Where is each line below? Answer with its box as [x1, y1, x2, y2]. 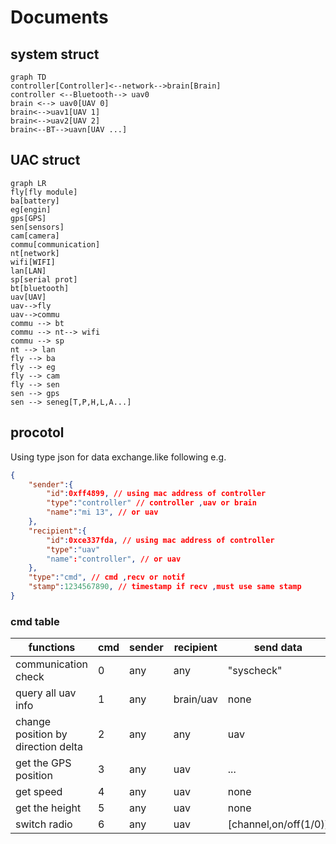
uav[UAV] [10, 292, 47, 302]
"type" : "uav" [46, 544, 101, 555]
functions [28, 641, 76, 655]
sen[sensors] [10, 222, 65, 232]
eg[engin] [10, 204, 52, 215]
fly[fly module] [10, 187, 78, 197]
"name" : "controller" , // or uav [46, 554, 182, 564]
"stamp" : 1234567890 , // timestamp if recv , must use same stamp [28, 582, 302, 592]
